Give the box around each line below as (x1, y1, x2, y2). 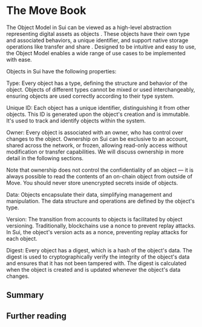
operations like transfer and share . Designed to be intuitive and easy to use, (6, 43, 197, 50)
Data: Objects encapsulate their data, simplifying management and (6, 190, 172, 198)
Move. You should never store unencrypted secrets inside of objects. (6, 179, 178, 186)
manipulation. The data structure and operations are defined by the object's (6, 197, 195, 204)
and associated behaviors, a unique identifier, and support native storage (6, 36, 189, 44)
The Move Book (6, 4, 86, 18)
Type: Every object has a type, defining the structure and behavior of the (6, 79, 187, 87)
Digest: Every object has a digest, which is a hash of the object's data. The (6, 246, 192, 254)
